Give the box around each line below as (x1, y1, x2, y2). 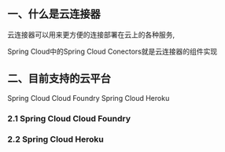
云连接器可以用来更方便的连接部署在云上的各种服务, (7, 30, 175, 39)
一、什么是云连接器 (7, 7, 101, 21)
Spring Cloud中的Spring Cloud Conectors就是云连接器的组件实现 (7, 46, 218, 56)
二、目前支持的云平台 (7, 72, 111, 85)
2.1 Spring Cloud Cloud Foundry (7, 113, 131, 124)
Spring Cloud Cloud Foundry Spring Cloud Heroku (7, 93, 170, 102)
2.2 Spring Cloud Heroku (7, 134, 104, 145)
